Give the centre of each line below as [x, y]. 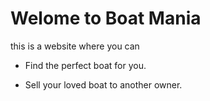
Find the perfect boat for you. [85, 65]
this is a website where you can [75, 46]
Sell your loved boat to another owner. [103, 84]
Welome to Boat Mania [106, 18]
